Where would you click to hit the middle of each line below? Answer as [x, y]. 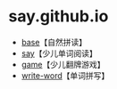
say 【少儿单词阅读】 [59, 53]
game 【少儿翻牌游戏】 [63, 64]
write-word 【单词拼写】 [65, 75]
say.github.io [58, 16]
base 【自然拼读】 [54, 42]
